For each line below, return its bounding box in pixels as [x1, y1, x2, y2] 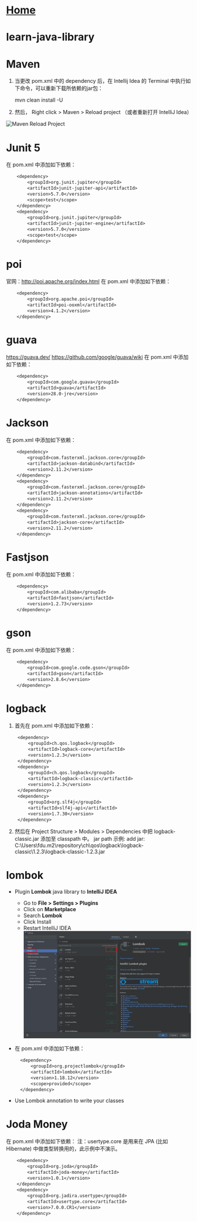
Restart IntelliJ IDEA [23, 924, 72, 931]
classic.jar [14, 835, 39, 842]
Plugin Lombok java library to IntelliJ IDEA [14, 888, 117, 895]
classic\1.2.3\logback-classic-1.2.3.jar [14, 848, 106, 855]
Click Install [23, 918, 52, 925]
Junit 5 [6, 141, 41, 155]
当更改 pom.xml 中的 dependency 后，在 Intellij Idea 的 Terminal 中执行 [14, 78, 186, 85]
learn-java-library [6, 31, 95, 44]
